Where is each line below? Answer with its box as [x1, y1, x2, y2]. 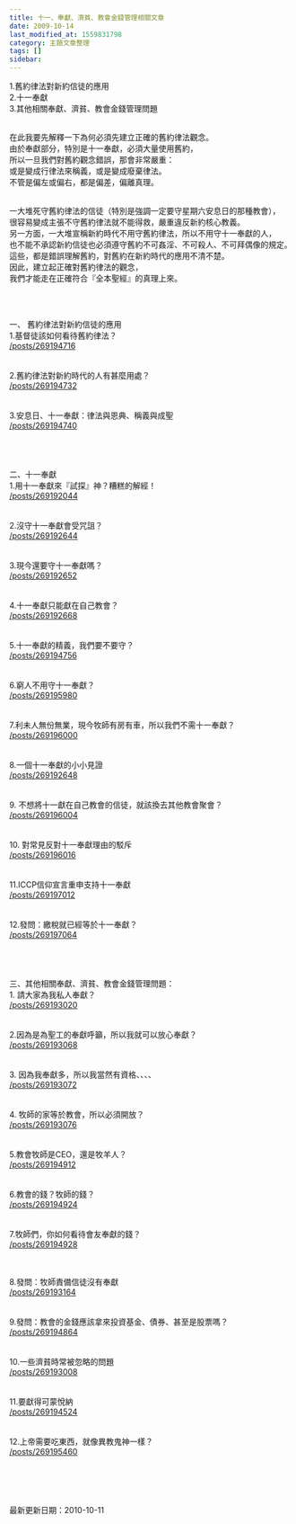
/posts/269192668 [9, 610, 78, 620]
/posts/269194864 [9, 1327, 78, 1337]
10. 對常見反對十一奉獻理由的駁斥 [9, 840, 133, 850]
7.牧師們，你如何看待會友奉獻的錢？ [9, 1229, 142, 1239]
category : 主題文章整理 [9, 38, 90, 48]
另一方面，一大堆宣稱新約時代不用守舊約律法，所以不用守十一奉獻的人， [9, 228, 276, 238]
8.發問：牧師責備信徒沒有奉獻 [9, 1277, 119, 1287]
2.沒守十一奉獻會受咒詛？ [9, 521, 103, 530]
